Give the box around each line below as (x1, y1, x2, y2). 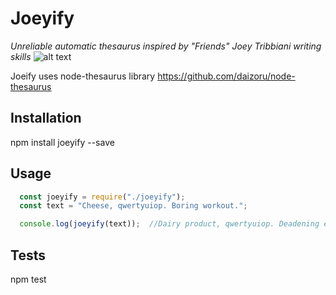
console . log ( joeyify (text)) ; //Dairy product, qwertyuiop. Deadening (19, 219, 320, 229)
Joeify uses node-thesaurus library (10, 70, 156, 82)
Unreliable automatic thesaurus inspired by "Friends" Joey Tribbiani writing (10, 40, 322, 52)
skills (10, 50, 32, 62)
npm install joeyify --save (10, 136, 115, 148)
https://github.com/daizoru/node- (157, 70, 296, 82)
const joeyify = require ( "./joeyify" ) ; (19, 192, 186, 202)
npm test (10, 273, 47, 285)
